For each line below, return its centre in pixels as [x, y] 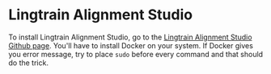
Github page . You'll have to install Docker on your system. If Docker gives [131, 45]
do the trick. [28, 63]
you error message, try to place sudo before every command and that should [136, 54]
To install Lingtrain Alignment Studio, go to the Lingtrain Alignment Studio [130, 37]
